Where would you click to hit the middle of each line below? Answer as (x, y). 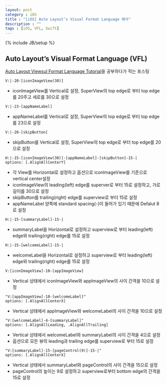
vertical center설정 (31, 178)
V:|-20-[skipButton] (27, 132)
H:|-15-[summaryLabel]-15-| (34, 219)
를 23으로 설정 (26, 122)
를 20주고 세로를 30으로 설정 (40, 97)
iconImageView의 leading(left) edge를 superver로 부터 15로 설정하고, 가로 (86, 185)
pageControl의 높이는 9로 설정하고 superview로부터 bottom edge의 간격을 (86, 371)
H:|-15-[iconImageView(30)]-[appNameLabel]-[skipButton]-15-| (71, 158)
